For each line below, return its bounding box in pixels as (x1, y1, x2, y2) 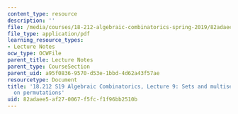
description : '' (7, 17, 55, 24)
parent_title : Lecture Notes (7, 57, 93, 64)
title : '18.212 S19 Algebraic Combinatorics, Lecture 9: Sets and (7, 83, 208, 90)
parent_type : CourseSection (7, 63, 91, 70)
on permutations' (13, 89, 65, 96)
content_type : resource (7, 10, 78, 18)
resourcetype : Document (7, 76, 78, 84)
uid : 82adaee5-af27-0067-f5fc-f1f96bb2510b (7, 96, 138, 103)
